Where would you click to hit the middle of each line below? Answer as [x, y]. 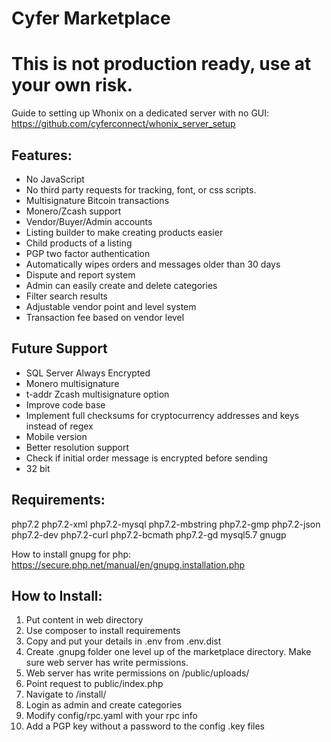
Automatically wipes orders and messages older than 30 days [153, 264]
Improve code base [65, 404]
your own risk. [72, 85]
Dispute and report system [80, 274]
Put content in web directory [84, 620]
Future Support [59, 348]
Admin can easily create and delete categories [121, 285]
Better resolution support [77, 447]
